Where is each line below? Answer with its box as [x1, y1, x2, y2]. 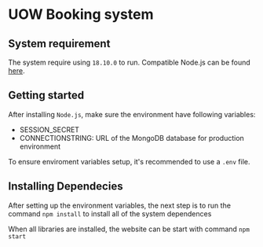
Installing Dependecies [8, 179, 123, 194]
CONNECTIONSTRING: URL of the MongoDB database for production [19, 133, 245, 142]
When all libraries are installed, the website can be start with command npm [8, 224, 250, 234]
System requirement [8, 37, 111, 50]
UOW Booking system [8, 6, 154, 24]
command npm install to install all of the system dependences [8, 208, 212, 218]
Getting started [8, 89, 85, 102]
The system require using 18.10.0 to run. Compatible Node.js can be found [8, 57, 251, 67]
